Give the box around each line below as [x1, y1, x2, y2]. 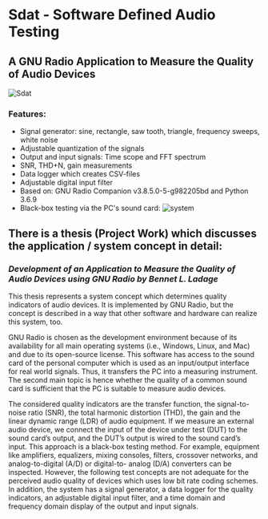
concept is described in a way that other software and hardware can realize [8, 308, 258, 318]
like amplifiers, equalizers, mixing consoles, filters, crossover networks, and [8, 450, 258, 460]
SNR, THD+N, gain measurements [19, 160, 133, 170]
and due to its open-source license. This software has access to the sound [8, 349, 254, 359]
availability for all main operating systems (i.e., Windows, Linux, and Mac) [8, 341, 250, 351]
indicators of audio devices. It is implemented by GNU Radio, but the [8, 299, 234, 310]
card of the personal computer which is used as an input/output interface [8, 358, 250, 367]
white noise [19, 135, 58, 145]
